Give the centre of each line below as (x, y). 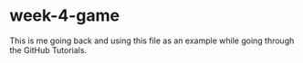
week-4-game (65, 16)
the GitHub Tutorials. (48, 49)
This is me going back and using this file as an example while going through (152, 40)
